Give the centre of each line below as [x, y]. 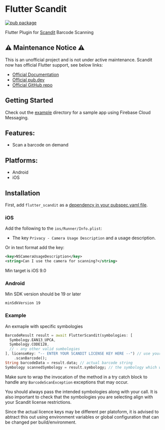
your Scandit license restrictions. [38, 402]
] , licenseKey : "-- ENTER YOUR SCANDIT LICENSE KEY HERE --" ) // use [78, 354]
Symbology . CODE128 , [29, 344]
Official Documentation [35, 74]
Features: [20, 133]
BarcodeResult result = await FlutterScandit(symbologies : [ [69, 335]
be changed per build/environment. [41, 422]
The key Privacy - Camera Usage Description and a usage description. [84, 238]
